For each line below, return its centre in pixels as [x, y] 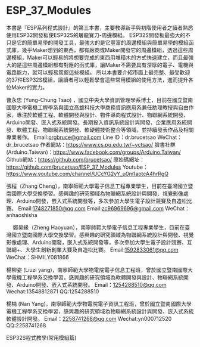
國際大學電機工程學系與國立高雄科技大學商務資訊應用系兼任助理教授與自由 [97, 107]
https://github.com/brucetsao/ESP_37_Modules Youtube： [77, 167]
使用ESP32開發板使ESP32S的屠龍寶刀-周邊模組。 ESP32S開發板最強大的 [96, 35]
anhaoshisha [22, 215]
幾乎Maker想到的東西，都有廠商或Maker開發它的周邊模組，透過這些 [105, 50]
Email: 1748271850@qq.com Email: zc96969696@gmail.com [91, 208]
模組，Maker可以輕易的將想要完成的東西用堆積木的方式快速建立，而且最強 [102, 57]
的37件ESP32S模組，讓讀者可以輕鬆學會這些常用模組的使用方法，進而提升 [97, 80]
